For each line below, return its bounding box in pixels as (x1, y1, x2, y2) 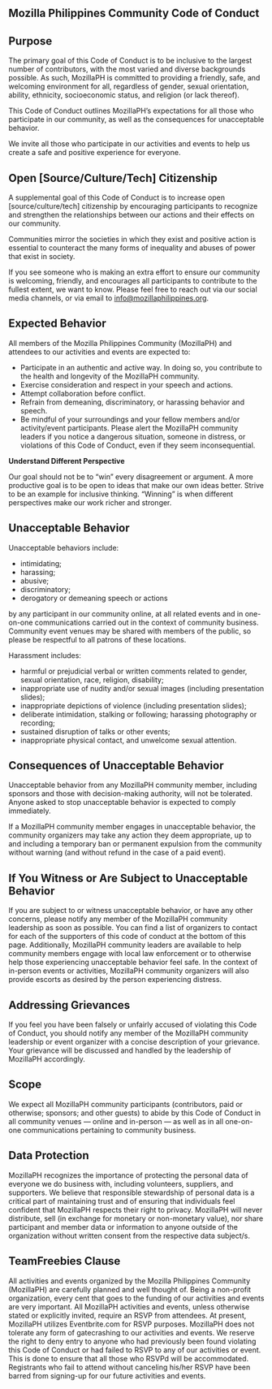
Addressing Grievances (8, 998, 131, 1012)
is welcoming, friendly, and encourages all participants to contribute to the (8, 276, 257, 286)
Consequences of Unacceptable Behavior (8, 759, 224, 772)
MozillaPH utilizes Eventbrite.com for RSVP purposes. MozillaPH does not (8, 1319, 255, 1329)
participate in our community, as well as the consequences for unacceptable (8, 115, 265, 124)
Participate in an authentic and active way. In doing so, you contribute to (19, 362, 262, 372)
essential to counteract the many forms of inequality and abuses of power (8, 243, 256, 253)
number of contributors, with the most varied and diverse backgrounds (8, 64, 246, 74)
